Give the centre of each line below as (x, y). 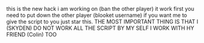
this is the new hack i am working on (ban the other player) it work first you (100, 9)
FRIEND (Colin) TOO (31, 35)
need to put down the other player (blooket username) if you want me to (97, 15)
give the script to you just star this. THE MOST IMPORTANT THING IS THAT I (102, 21)
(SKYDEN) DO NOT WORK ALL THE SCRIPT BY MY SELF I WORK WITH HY (100, 28)
